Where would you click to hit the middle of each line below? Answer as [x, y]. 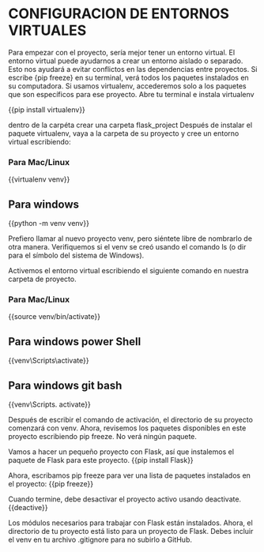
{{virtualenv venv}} [39, 179]
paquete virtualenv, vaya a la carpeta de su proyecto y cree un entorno [124, 133]
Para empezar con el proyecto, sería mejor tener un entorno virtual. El [122, 52]
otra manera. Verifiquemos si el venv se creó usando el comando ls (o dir [127, 247]
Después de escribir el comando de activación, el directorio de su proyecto [130, 419]
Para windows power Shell [75, 342]
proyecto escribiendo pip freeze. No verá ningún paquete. [103, 436]
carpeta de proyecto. [42, 279]
